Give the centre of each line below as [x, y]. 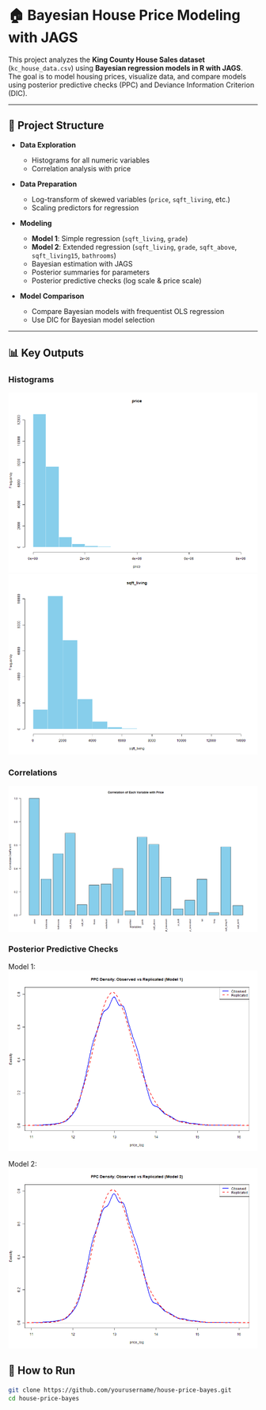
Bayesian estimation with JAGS [82, 263]
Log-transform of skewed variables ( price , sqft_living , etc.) [131, 199]
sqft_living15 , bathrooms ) [74, 255]
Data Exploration [48, 144]
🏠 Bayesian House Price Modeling [124, 15]
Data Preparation [48, 184]
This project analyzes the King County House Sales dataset [107, 59]
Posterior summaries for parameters [91, 272]
